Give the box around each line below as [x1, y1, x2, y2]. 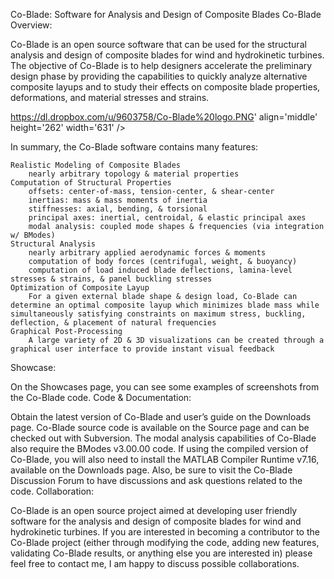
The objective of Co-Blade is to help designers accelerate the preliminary [10, 60, 313, 71]
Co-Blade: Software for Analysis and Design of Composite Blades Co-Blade [10, 9, 322, 20]
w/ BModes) [10, 230, 56, 240]
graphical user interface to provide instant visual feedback [10, 344, 275, 354]
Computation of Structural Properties [10, 178, 172, 188]
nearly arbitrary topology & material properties [28, 169, 240, 179]
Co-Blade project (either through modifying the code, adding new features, [10, 537, 320, 548]
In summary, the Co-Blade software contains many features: [10, 141, 259, 153]
